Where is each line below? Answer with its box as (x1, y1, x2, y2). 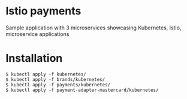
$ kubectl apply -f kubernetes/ (5, 71, 86, 77)
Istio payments (5, 4, 82, 18)
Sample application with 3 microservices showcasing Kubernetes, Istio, (5, 24, 182, 31)
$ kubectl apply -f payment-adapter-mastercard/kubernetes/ (5, 87, 159, 93)
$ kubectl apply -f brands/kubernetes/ (5, 76, 105, 82)
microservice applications (5, 30, 70, 37)
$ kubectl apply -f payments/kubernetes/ (5, 82, 111, 88)
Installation (5, 52, 63, 65)
